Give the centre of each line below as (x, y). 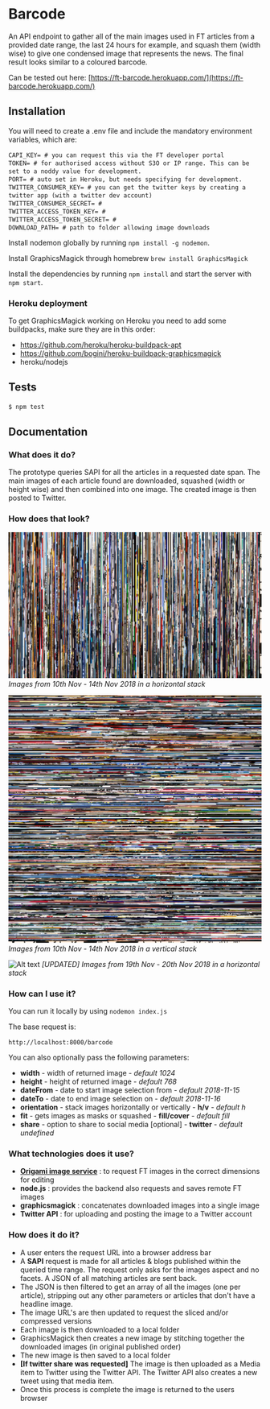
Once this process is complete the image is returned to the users (127, 1389)
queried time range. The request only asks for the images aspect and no (139, 1270)
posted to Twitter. (37, 498)
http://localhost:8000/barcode (61, 1043)
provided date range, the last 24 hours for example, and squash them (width (135, 44)
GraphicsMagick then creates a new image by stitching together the (132, 1338)
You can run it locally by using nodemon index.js (88, 1011)
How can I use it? (42, 994)
